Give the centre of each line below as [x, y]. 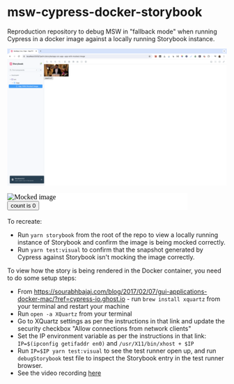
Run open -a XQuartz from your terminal [75, 314]
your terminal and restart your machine [73, 306]
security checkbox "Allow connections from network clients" [104, 328]
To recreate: [25, 221]
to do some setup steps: [42, 278]
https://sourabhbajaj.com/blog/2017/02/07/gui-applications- [120, 291]
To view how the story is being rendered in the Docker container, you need [114, 270]
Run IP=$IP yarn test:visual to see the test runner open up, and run [117, 351]
